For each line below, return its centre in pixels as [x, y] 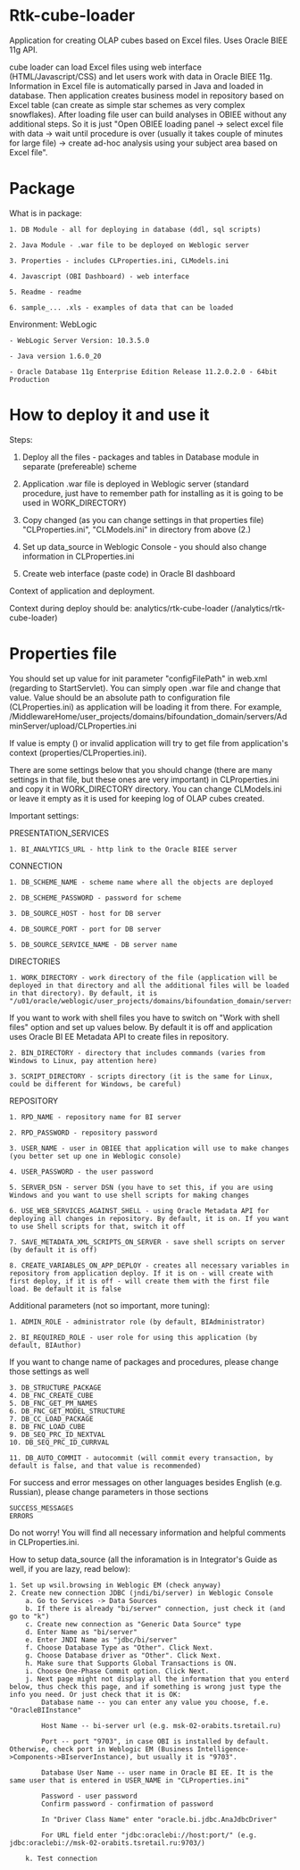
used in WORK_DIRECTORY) [74, 503]
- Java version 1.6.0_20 [55, 356]
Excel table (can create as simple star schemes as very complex [127, 104]
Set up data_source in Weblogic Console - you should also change [145, 546]
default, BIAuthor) [46, 1345]
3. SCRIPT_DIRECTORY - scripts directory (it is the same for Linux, [142, 1076]
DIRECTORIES [35, 961]
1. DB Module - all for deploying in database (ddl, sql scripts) [135, 229]
